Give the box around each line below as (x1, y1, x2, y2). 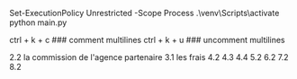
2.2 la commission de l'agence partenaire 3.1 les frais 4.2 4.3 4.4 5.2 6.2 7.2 (9, 52, 289, 62)
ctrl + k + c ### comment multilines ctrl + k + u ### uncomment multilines (9, 35, 285, 45)
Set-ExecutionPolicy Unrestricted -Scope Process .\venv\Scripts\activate (9, 8, 280, 18)
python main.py (9, 17, 67, 28)
